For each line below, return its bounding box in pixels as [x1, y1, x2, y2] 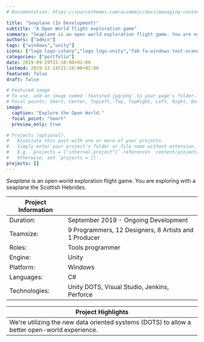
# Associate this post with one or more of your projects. [6, 138, 165, 144]
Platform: [9, 262, 35, 271]
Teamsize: [9, 229, 39, 238]
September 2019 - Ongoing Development [67, 216, 188, 224]
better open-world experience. [9, 326, 98, 334]
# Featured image [6, 87, 50, 94]
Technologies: [9, 286, 50, 295]
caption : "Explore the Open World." [12, 110, 104, 116]
